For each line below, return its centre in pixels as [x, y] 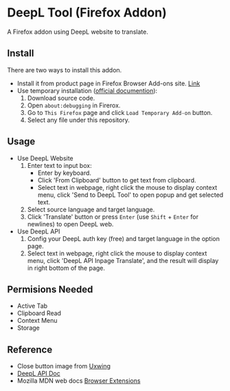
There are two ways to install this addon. [65, 70]
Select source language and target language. [91, 209]
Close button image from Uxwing [64, 366]
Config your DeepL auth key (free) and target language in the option [123, 238]
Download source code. [61, 98]
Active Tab [32, 306]
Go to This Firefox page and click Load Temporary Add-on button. [120, 112]
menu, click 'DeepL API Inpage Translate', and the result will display [123, 260]
